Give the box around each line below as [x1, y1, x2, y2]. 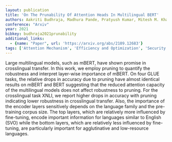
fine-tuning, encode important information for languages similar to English [5, 114, 161, 120]
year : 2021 [5, 27, 29, 32]
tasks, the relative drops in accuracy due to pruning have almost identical [5, 76, 160, 82]
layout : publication [5, 7, 50, 13]
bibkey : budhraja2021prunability [5, 31, 77, 36]
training [5, 109, 21, 115]
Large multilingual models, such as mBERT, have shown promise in [5, 59, 146, 66]
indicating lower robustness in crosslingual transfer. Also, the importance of [5, 98, 165, 104]
